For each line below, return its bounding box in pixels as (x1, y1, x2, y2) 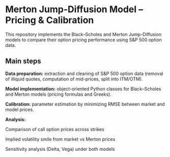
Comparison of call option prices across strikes (5, 126, 104, 132)
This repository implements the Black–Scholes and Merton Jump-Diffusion (5, 31, 162, 37)
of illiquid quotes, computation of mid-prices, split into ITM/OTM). (5, 75, 143, 82)
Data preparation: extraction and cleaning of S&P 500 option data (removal (5, 70, 164, 76)
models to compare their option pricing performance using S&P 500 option (5, 37, 162, 43)
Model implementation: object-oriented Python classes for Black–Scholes (5, 86, 161, 92)
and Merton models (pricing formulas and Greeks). (5, 91, 112, 97)
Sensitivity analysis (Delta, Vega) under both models (5, 146, 115, 152)
